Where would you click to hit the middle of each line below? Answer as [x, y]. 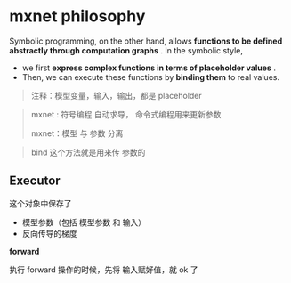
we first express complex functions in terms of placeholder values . [149, 68]
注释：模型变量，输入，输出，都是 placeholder [116, 95]
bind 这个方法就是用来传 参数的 [88, 152]
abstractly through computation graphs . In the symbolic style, [126, 50]
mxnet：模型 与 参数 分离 [77, 133]
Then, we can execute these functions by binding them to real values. [151, 77]
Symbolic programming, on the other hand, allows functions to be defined [146, 41]
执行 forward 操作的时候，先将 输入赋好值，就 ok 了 [104, 270]
